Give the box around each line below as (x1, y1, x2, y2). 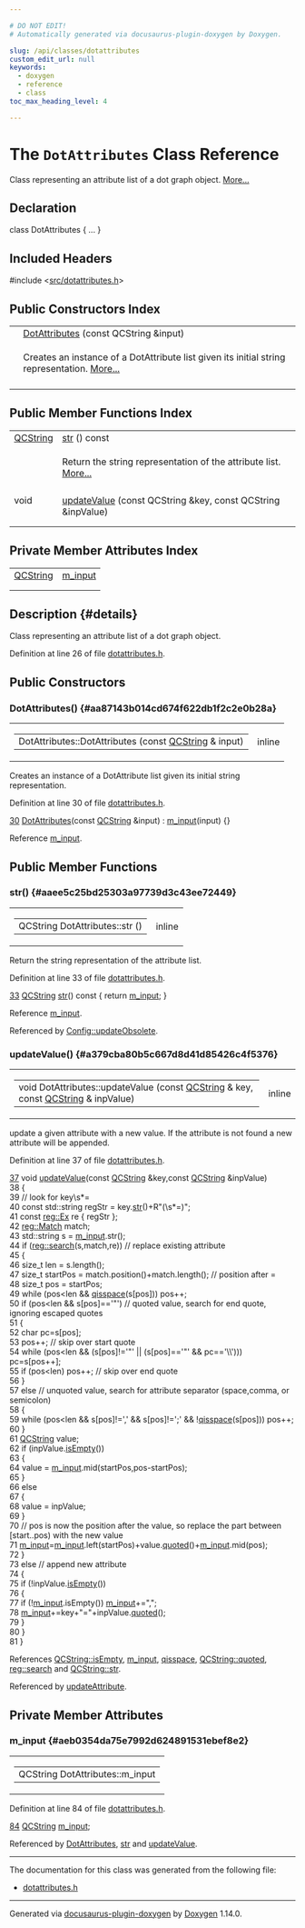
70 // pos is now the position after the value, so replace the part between (9, 1520, 282, 1532)
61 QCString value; (9, 1434, 80, 1444)
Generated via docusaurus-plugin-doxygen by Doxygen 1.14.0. (9, 1908, 242, 1919)
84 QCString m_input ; (9, 1820, 91, 1832)
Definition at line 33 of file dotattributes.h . (9, 972, 166, 983)
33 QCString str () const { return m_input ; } (9, 990, 168, 1001)
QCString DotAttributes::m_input (18, 1767, 156, 1780)
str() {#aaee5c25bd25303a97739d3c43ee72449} (9, 886, 237, 899)
